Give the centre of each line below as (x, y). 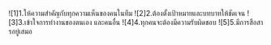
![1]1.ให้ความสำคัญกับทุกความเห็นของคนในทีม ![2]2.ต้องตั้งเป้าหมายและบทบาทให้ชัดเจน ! (129, 13)
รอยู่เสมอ (20, 31)
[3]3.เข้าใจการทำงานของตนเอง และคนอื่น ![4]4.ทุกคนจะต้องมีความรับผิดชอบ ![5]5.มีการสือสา (136, 22)
